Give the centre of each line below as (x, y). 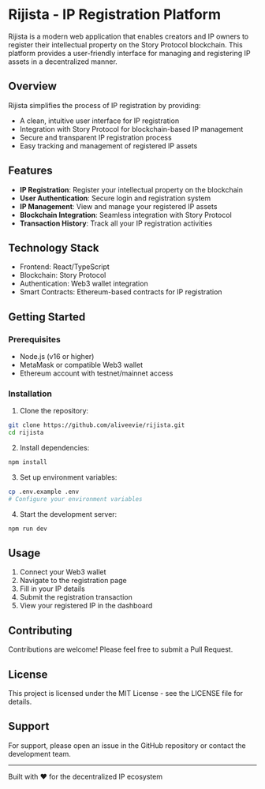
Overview (33, 86)
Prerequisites (34, 339)
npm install (28, 462)
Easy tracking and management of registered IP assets (108, 146)
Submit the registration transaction (76, 597)
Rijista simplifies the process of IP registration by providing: (105, 105)
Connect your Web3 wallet (63, 572)
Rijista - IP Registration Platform (114, 15)
